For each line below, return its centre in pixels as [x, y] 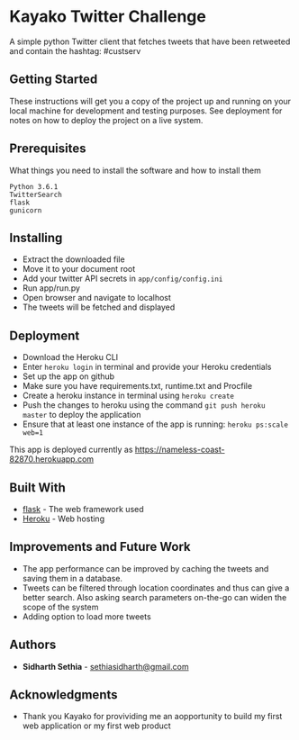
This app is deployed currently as [71, 450]
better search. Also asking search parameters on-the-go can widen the [154, 597]
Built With [37, 487]
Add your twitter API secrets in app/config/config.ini [122, 279]
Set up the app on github [68, 376]
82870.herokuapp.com [52, 459]
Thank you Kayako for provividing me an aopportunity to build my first [152, 717]
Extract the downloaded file [73, 259]
